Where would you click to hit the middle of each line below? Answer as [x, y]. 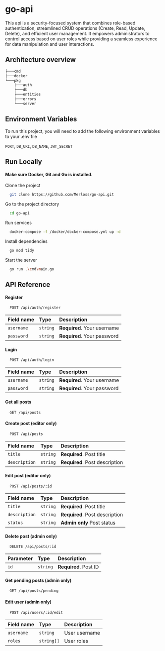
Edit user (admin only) [28, 602]
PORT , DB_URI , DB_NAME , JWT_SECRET [39, 146]
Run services [19, 222]
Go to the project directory [32, 204]
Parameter [20, 558]
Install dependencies [27, 241]
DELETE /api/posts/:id [33, 547]
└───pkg [13, 81]
